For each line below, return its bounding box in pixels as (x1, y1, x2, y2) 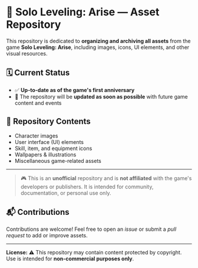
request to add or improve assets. (6, 232, 88, 239)
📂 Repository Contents (6, 116, 91, 126)
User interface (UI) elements (14, 138, 84, 145)
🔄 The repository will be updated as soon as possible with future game (14, 93, 189, 100)
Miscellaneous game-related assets (14, 157, 101, 164)
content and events (14, 99, 62, 106)
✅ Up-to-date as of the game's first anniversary (14, 86, 135, 93)
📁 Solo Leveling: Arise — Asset (6, 5, 160, 19)
